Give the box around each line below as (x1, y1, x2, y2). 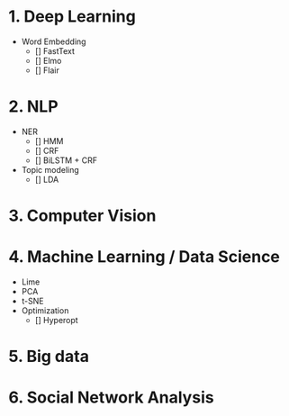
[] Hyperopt (34, 315, 78, 325)
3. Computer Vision (8, 205, 157, 226)
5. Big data (8, 347, 89, 366)
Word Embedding (21, 36, 86, 47)
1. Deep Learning (8, 6, 136, 27)
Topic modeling (21, 164, 80, 175)
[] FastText (34, 45, 76, 56)
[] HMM (34, 135, 64, 146)
